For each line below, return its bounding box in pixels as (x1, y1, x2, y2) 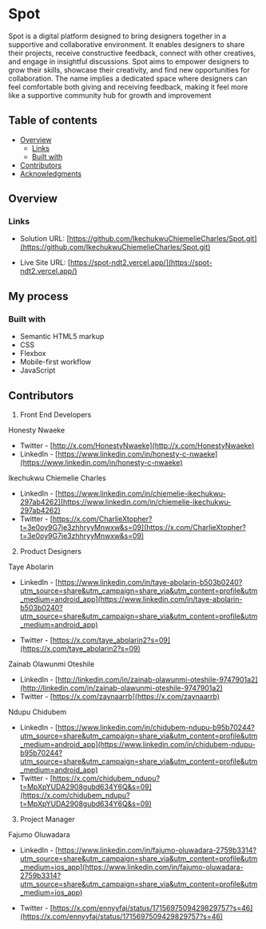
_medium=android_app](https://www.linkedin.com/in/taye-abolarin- (19, 594, 243, 603)
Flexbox (19, 349, 46, 358)
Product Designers (19, 546, 82, 555)
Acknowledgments (19, 168, 82, 178)
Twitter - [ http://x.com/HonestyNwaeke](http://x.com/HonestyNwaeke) (19, 441, 255, 450)
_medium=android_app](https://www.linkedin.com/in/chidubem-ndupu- (19, 739, 256, 749)
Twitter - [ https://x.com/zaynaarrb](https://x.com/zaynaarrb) (19, 691, 220, 701)
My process (8, 289, 69, 303)
